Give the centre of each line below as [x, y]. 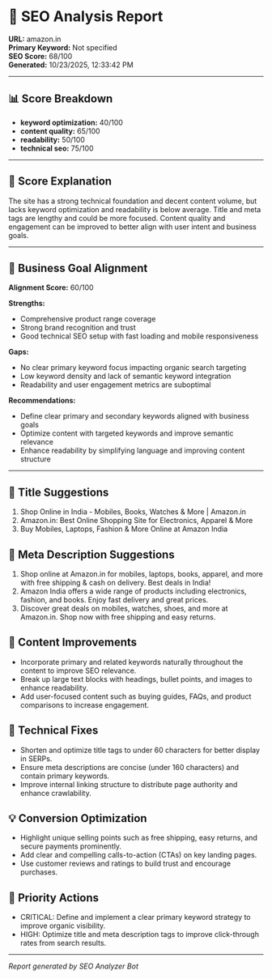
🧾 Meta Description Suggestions [92, 554]
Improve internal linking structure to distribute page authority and [129, 784]
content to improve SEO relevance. [78, 670]
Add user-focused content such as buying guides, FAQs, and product [136, 696]
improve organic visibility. [63, 926]
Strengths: [27, 304]
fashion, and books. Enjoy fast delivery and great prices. [114, 600]
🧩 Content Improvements [73, 643]
